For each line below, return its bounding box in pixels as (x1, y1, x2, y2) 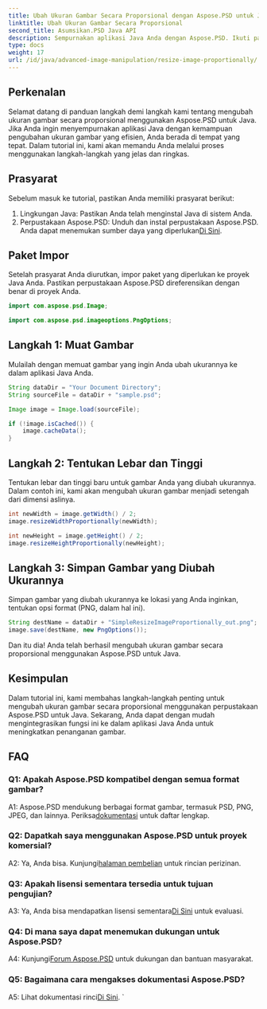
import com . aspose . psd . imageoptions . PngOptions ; (8, 316, 172, 325)
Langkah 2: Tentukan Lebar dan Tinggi (8, 456, 203, 470)
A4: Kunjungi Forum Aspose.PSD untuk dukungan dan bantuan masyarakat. (8, 954, 254, 964)
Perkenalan (8, 85, 66, 100)
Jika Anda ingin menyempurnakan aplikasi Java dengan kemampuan (8, 123, 233, 133)
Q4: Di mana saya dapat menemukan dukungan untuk (8, 926, 220, 937)
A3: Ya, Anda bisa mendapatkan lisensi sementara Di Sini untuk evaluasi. (8, 906, 244, 916)
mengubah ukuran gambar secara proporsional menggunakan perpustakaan (8, 702, 258, 711)
